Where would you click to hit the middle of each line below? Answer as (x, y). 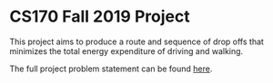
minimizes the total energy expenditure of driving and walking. (126, 51)
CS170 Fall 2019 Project (100, 17)
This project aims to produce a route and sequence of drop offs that (136, 41)
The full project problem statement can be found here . (111, 69)
